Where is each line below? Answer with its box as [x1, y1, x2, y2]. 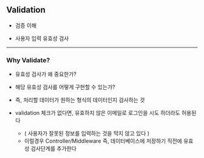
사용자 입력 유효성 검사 [15, 35, 69, 42]
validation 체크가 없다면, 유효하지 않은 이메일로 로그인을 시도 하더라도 [15, 109, 180, 117]
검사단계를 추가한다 [30, 145, 77, 153]
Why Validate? [6, 56, 50, 64]
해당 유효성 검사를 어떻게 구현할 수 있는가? [15, 83, 115, 91]
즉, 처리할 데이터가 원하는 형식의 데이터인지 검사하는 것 [15, 97, 145, 104]
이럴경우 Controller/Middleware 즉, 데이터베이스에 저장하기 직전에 [24, 137, 182, 145]
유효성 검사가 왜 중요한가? [15, 70, 77, 78]
